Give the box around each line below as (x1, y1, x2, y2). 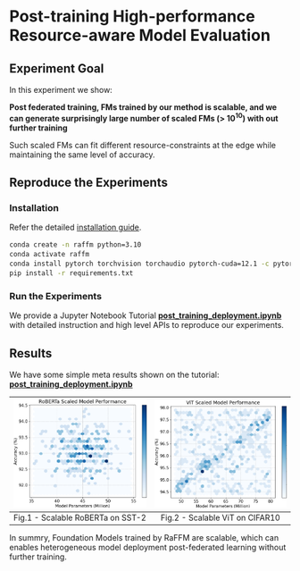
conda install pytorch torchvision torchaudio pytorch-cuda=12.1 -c (9, 259, 270, 269)
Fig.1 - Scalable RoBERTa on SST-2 (12, 512, 147, 524)
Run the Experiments (9, 290, 103, 302)
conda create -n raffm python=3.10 (9, 240, 142, 249)
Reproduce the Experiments (9, 175, 168, 190)
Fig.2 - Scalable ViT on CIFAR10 (160, 512, 281, 524)
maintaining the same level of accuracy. (9, 149, 155, 160)
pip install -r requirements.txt (9, 268, 134, 278)
